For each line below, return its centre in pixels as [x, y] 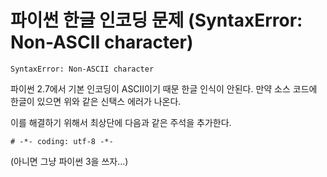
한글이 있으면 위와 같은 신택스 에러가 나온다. [96, 101]
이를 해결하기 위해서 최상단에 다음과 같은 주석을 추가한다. [121, 122]
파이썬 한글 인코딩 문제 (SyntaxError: [156, 20]
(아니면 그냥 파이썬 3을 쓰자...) [69, 161]
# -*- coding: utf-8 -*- [62, 141]
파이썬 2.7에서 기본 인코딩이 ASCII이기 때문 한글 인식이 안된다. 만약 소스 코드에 [164, 88]
